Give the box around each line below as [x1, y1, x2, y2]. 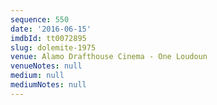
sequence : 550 [10, 14, 70, 25]
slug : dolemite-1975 [10, 42, 97, 53]
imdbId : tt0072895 [10, 33, 87, 43]
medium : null [10, 71, 65, 81]
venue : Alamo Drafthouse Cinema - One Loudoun [10, 52, 208, 62]
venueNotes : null [10, 61, 83, 71]
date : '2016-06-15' [10, 24, 92, 34]
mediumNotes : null [10, 80, 87, 90]
